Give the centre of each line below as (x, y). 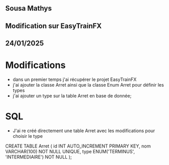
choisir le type (28, 136)
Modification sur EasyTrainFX (54, 26)
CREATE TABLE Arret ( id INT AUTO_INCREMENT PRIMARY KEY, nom (78, 146)
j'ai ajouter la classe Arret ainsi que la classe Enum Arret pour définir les (88, 85)
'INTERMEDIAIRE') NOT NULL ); (39, 157)
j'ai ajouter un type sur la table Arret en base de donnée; (72, 96)
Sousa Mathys (29, 8)
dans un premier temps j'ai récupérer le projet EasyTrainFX (75, 79)
